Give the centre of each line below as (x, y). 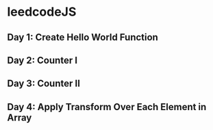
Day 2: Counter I (42, 60)
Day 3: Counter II (44, 84)
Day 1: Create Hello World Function (83, 37)
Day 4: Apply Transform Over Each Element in (107, 107)
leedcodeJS (42, 12)
